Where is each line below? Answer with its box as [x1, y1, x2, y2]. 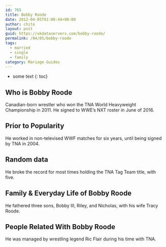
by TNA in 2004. [5, 140, 40, 146]
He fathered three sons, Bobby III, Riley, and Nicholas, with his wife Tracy [5, 202, 158, 208]
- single [10, 50, 28, 55]
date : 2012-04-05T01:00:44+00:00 [5, 17, 76, 22]
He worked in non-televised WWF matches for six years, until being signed [5, 135, 162, 141]
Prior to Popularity [5, 121, 64, 130]
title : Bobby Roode [5, 12, 47, 17]
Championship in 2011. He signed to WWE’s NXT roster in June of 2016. [5, 107, 155, 113]
